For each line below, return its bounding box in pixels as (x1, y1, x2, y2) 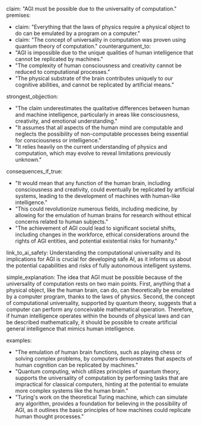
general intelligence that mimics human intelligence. (6, 325, 136, 332)
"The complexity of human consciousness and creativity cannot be (14, 62, 182, 69)
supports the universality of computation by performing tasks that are (14, 375, 188, 381)
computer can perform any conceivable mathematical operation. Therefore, (6, 306, 194, 313)
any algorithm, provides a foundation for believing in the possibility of (14, 400, 188, 407)
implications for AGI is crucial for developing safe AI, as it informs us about (6, 255, 192, 263)
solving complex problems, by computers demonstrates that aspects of (14, 355, 192, 362)
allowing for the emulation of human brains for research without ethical (14, 212, 192, 218)
